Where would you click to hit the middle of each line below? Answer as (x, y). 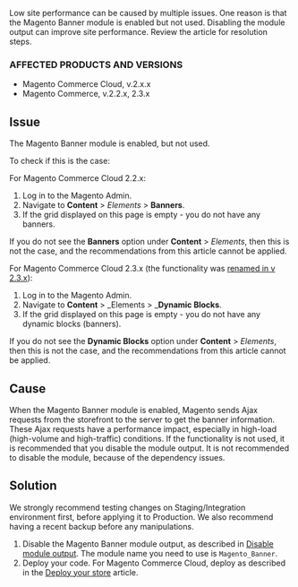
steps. (21, 41)
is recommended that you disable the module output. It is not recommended (149, 448)
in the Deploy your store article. (80, 572)
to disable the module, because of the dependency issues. (117, 457)
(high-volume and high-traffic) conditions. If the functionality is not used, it (147, 438)
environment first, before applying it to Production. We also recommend (141, 517)
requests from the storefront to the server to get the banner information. (142, 419)
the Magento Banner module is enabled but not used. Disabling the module (147, 22)
